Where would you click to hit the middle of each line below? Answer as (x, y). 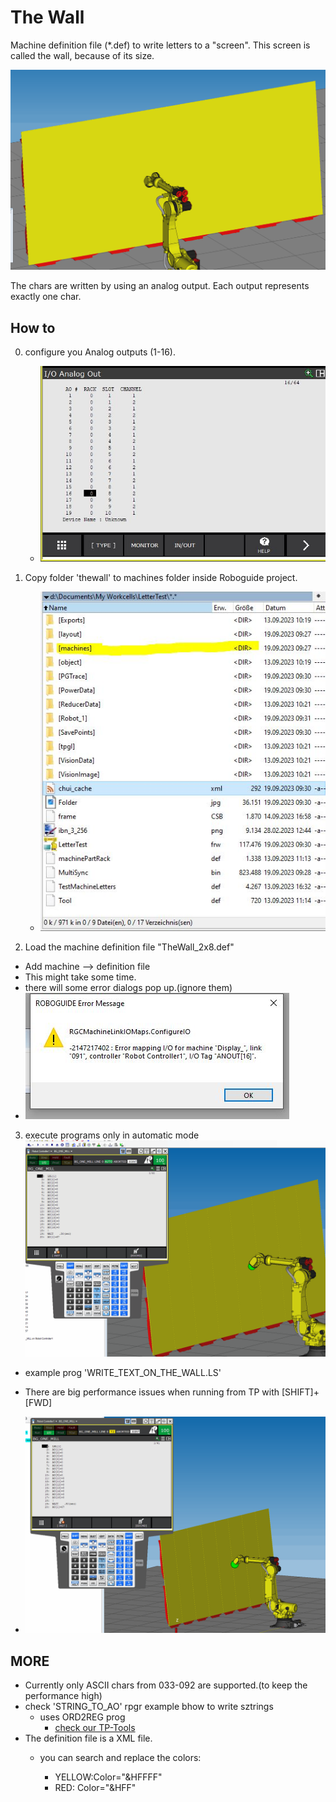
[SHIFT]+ (300, 1392)
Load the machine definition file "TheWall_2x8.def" (129, 947)
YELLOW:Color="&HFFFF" (108, 1777)
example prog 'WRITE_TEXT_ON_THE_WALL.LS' (123, 1373)
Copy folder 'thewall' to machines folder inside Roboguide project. (161, 577)
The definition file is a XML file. (88, 1738)
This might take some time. (80, 977)
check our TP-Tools (95, 1728)
